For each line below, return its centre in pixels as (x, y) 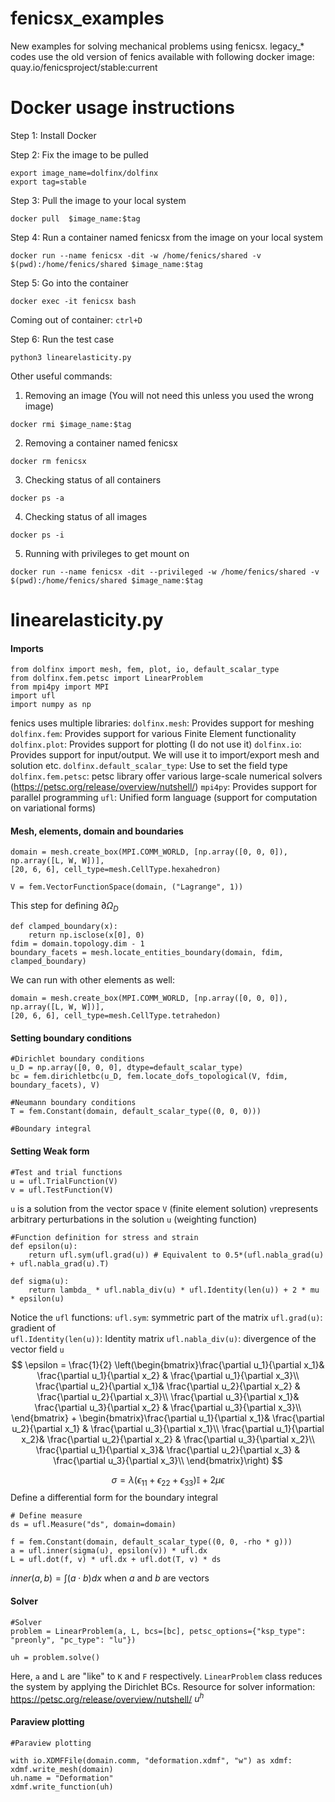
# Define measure (46, 1516)
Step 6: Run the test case (62, 339)
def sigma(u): (40, 1281)
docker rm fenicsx (48, 461)
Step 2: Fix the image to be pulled (79, 154)
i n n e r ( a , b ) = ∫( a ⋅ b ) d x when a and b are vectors (110, 1578)
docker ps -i (37, 535)
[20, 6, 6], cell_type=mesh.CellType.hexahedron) (116, 870)
